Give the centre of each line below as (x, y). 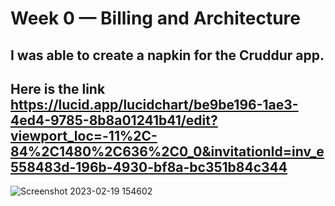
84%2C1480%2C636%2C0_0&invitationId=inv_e (167, 151)
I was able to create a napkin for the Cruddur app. (167, 55)
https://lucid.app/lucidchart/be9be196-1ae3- (154, 104)
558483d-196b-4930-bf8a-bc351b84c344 (149, 167)
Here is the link (58, 88)
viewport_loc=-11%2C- (84, 135)
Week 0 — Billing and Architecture (155, 18)
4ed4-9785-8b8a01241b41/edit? (114, 120)
